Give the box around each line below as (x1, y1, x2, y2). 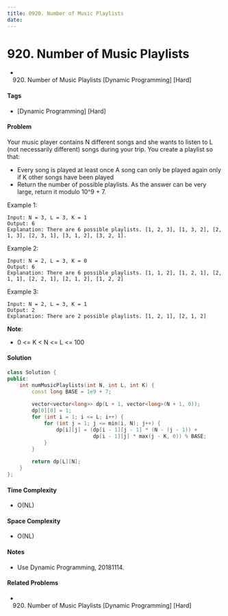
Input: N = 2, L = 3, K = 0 (7, 257, 88, 264)
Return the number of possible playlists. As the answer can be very (16, 180, 207, 189)
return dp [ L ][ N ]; (31, 458, 81, 465)
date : (7, 16, 23, 23)
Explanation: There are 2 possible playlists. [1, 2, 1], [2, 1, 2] (7, 313, 207, 320)
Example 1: (7, 200, 38, 209)
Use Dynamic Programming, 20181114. (16, 563, 125, 571)
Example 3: (7, 287, 39, 296)
